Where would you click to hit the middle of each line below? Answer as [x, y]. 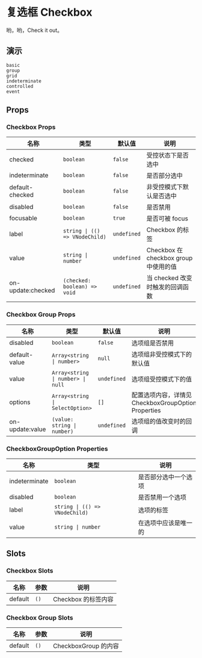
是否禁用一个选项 [162, 497]
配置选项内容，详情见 [162, 395]
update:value [28, 429]
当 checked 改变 [169, 278]
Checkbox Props [31, 127]
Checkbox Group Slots [40, 618]
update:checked [32, 291]
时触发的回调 [165, 287]
